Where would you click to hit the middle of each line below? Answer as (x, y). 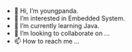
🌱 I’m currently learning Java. (57, 26)
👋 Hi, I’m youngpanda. (46, 11)
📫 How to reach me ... (47, 41)
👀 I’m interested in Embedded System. (70, 18)
